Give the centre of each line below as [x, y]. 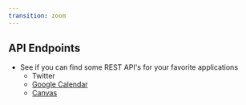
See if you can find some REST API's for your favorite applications [129, 67]
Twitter [44, 76]
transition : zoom [37, 16]
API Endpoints [44, 48]
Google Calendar [60, 84]
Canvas [44, 93]
